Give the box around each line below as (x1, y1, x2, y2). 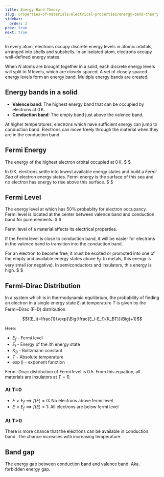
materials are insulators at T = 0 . (5, 374, 71, 380)
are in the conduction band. (5, 131, 61, 138)
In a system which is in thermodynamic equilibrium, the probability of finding (5, 295, 160, 300)
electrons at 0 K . (12, 106, 46, 112)
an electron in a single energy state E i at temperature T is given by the (5, 300, 146, 307)
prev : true (5, 26, 27, 30)
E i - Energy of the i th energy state (12, 341, 80, 348)
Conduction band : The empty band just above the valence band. (12, 112, 143, 118)
